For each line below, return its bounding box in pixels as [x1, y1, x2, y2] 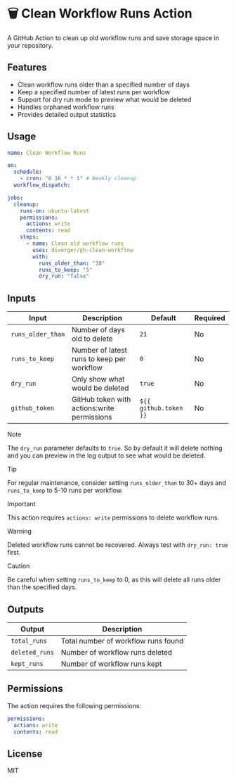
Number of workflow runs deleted [60, 647, 173, 657]
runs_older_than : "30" [38, 260, 105, 267]
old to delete [71, 334, 114, 344]
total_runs [11, 636, 47, 645]
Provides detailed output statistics [17, 110, 117, 118]
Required [194, 313, 225, 323]
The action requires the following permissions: [7, 701, 142, 710]
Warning [7, 527, 32, 536]
